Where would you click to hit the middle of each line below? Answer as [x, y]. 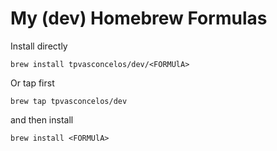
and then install [42, 119]
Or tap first [32, 83]
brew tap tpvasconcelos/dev [69, 101]
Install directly [39, 46]
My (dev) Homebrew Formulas [139, 18]
